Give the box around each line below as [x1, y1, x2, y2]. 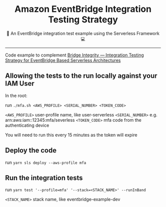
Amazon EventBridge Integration [14, 3, 152, 15]
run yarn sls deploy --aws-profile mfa [5, 159, 86, 165]
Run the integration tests [5, 173, 83, 182]
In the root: [5, 93, 28, 99]
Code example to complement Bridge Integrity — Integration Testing [5, 52, 144, 58]
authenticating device [5, 122, 49, 128]
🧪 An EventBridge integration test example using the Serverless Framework [6, 30, 160, 36]
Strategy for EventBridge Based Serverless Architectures [5, 57, 121, 63]
